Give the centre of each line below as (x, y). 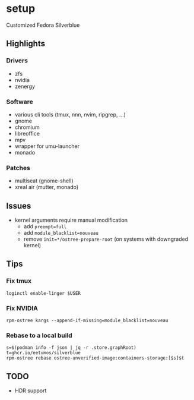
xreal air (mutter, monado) (47, 187)
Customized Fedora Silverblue (43, 25)
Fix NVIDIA (22, 308)
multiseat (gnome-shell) (44, 181)
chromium (27, 127)
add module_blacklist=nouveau (61, 233)
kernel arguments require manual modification (71, 220)
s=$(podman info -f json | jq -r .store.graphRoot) (71, 348)
